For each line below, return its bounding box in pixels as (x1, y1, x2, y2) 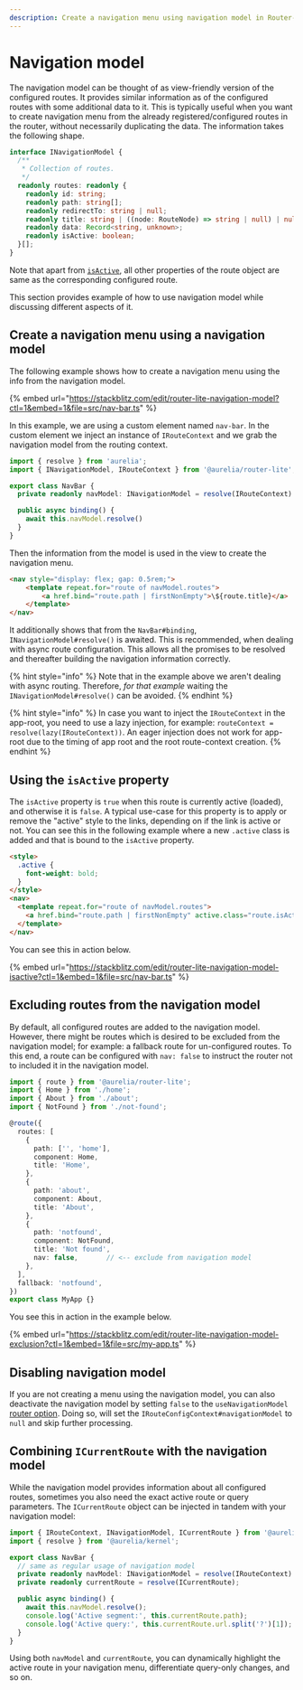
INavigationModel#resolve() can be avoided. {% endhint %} (9, 690, 234, 701)
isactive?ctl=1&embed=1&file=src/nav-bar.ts (9, 971, 173, 981)
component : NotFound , (32, 1236, 115, 1245)
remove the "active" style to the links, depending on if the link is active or (9, 815, 281, 826)
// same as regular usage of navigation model (17, 1561, 196, 1571)
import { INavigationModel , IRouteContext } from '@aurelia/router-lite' (9, 465, 293, 474)
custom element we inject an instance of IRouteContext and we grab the (9, 429, 278, 440)
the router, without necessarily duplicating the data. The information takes (9, 120, 284, 131)
